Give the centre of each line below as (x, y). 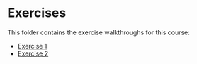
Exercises (37, 13)
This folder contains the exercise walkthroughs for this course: (98, 32)
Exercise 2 (33, 53)
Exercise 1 (32, 46)
